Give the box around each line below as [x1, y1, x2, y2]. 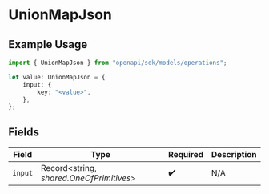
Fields [8, 125, 40, 139]
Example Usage [8, 38, 88, 51]
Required [167, 149, 204, 160]
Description [211, 149, 257, 160]
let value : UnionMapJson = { [8, 73, 106, 81]
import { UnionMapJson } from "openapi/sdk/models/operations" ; [8, 59, 227, 67]
